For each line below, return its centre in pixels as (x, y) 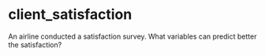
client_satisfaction (70, 15)
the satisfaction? (35, 44)
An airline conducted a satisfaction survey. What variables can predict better (132, 36)
